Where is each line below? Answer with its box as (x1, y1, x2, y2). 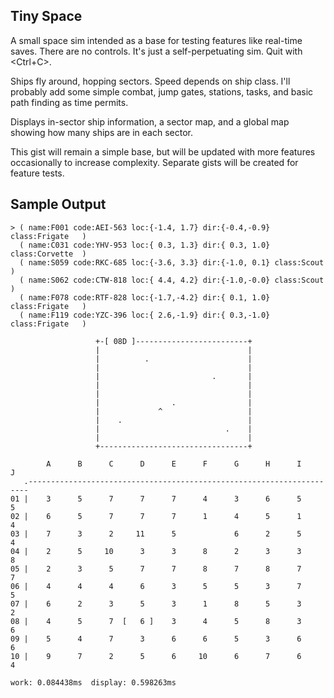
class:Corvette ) (10, 249, 87, 259)
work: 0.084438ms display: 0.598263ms (10, 677, 177, 688)
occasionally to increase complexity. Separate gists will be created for (10, 156, 299, 168)
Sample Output (10, 196, 107, 213)
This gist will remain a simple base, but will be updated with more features (10, 145, 316, 158)
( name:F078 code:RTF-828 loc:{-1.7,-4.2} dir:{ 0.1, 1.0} (19, 292, 271, 303)
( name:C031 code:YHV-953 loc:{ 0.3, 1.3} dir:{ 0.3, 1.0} (19, 240, 271, 250)
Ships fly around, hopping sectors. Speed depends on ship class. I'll (10, 75, 291, 87)
